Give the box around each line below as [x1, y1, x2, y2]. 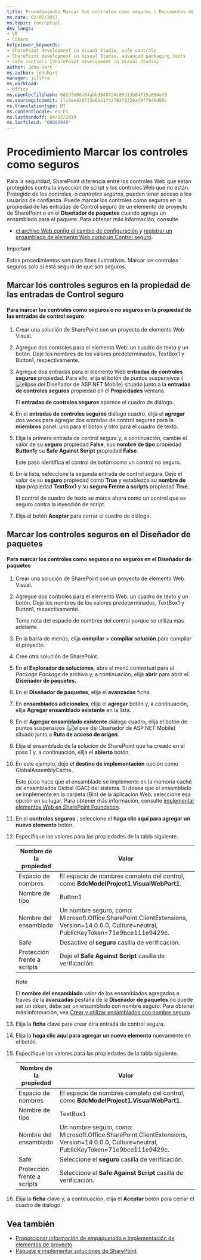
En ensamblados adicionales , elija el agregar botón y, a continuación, [15, 700, 188, 707]
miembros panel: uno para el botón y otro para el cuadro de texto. [15, 423, 178, 430]
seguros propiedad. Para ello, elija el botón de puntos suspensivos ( [15, 374, 184, 382]
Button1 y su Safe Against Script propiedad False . [15, 447, 139, 454]
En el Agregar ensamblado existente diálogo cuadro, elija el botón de [15, 718, 188, 725]
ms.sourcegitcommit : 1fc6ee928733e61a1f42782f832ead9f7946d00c [7, 97, 168, 103]
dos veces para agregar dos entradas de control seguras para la [15, 416, 174, 423]
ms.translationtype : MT [7, 103, 66, 109]
